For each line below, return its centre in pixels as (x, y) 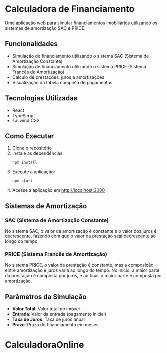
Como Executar (30, 136)
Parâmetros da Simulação (46, 296)
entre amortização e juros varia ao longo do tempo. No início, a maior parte (82, 270)
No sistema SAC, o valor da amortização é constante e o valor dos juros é (81, 231)
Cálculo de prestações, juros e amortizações (58, 77)
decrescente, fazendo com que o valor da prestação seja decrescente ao (81, 236)
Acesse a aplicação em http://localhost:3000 (59, 190)
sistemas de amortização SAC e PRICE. (45, 28)
